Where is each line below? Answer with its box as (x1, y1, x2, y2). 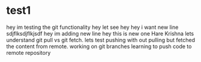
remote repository (6, 49, 51, 56)
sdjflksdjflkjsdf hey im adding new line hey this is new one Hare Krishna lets (6, 29, 194, 37)
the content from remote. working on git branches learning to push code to (6, 43, 192, 50)
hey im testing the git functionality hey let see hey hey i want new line (6, 23, 179, 31)
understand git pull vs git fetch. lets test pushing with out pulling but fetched (6, 36, 196, 43)
